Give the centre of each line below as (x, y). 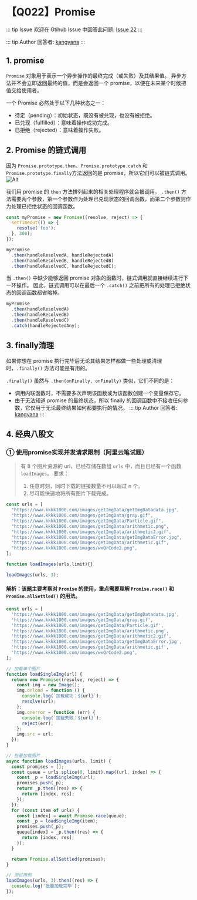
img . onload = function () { (51, 690)
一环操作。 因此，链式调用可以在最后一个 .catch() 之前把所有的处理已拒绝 (96, 285)
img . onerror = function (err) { (56, 712)
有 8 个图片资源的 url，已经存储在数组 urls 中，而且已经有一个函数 (101, 466)
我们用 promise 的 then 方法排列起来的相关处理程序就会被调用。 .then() (93, 191)
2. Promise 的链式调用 (46, 150)
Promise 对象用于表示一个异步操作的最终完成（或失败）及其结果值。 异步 (94, 75)
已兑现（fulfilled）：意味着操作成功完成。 (63, 122)
